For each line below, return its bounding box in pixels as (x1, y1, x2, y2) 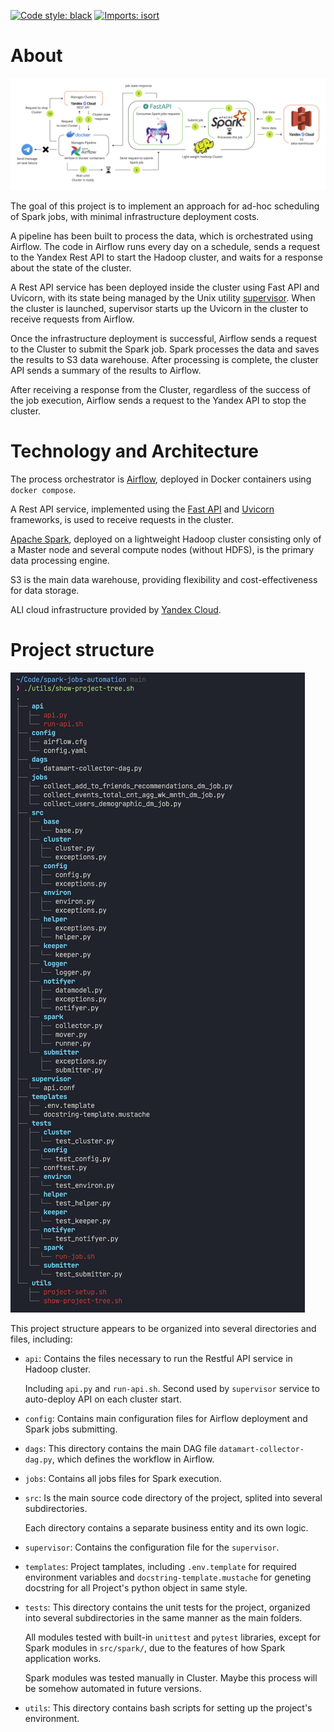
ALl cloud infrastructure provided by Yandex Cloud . (10, 604, 222, 616)
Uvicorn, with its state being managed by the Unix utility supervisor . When (10, 292, 316, 304)
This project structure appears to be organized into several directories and (10, 1322, 317, 1334)
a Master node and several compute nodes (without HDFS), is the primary (10, 544, 315, 556)
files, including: (10, 1333, 73, 1345)
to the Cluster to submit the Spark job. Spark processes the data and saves (10, 343, 320, 355)
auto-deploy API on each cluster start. (24, 1393, 182, 1405)
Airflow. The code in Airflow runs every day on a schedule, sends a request (10, 241, 320, 253)
